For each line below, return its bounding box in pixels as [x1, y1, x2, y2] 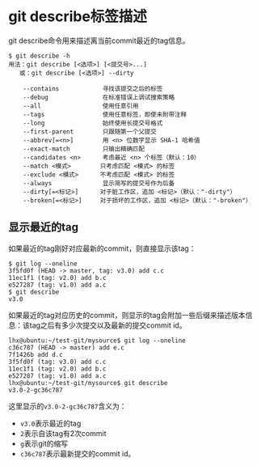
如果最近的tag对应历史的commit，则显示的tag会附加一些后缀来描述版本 [8, 310, 246, 320]
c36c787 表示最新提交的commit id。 [19, 448, 136, 458]
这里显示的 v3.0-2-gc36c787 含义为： [8, 401, 127, 411]
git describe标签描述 [8, 7, 148, 26]
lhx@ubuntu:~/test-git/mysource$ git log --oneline [8, 337, 186, 345]
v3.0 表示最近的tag [19, 418, 82, 428]
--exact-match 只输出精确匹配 [23, 145, 145, 153]
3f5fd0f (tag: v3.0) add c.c [8, 358, 107, 366]
